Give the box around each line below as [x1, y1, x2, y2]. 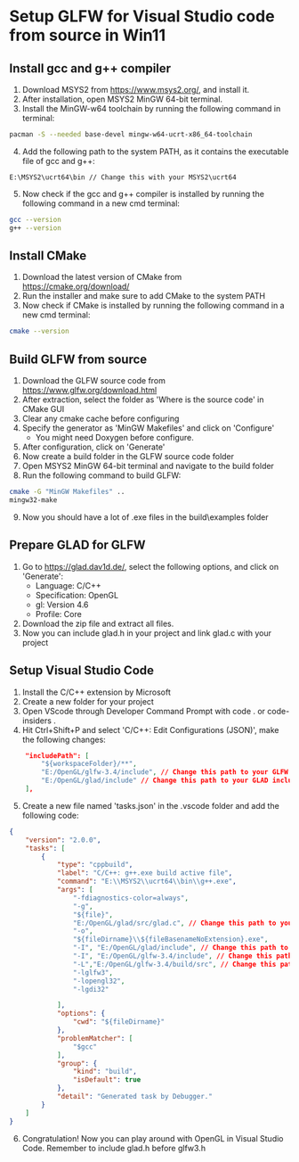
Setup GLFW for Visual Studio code [9, 6, 275, 27]
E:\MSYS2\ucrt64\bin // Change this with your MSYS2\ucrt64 [9, 172, 238, 182]
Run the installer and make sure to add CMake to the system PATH [21, 291, 265, 301]
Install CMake [9, 248, 87, 264]
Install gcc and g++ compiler [9, 61, 172, 76]
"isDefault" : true [72, 1075, 141, 1084]
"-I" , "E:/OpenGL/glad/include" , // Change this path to [72, 944, 289, 952]
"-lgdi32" [72, 985, 109, 993]
